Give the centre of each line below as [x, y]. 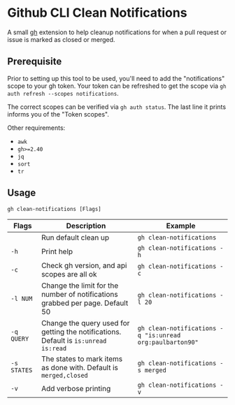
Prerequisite [35, 62]
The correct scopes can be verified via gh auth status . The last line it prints [116, 107]
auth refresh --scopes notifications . [63, 93]
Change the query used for [85, 323]
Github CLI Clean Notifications [97, 13]
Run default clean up [75, 237]
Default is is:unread [74, 340]
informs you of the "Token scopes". [58, 114]
